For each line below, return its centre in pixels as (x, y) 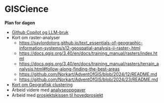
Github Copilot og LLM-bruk (40, 32)
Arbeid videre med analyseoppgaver (49, 90)
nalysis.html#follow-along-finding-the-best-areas (69, 69)
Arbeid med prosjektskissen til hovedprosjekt (57, 95)
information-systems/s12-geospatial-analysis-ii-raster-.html (80, 48)
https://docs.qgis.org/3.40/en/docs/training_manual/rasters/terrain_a (89, 64)
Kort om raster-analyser (36, 37)
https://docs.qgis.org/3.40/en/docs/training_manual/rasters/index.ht (88, 53)
